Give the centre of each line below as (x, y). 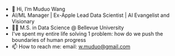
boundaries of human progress (49, 40)
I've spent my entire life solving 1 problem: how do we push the (87, 34)
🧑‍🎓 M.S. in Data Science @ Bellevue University (68, 27)
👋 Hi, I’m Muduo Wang (38, 9)
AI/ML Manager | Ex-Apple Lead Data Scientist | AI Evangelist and (91, 15)
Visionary (23, 21)
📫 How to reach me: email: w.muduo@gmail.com (71, 46)
